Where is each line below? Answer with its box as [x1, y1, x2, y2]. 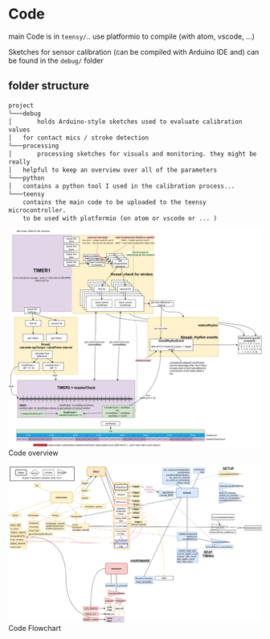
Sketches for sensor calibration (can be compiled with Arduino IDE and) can [8, 47, 260, 56]
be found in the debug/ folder [8, 56, 104, 65]
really [8, 158, 31, 166]
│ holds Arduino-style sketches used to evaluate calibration [8, 118, 243, 126]
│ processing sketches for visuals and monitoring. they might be [8, 150, 257, 158]
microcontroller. [8, 206, 67, 214]
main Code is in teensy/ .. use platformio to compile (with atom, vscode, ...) [8, 31, 256, 41]
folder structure [8, 79, 90, 93]
